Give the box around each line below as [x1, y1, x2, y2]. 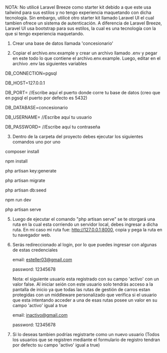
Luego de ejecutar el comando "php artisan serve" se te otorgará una [12, 216, 156, 222]
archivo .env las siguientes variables [12, 61, 87, 66]
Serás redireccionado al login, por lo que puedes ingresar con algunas [12, 242, 157, 247]
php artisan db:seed [5, 187, 46, 193]
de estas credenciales [12, 247, 58, 253]
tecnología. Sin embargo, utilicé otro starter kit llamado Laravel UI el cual [5, 15, 155, 20]
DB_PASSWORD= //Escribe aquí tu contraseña [5, 124, 101, 130]
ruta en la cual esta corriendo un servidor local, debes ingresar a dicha [12, 221, 158, 227]
